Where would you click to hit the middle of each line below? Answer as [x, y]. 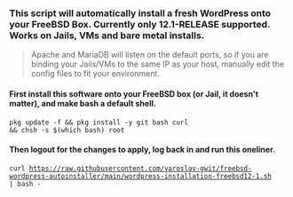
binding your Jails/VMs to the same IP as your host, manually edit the [158, 64]
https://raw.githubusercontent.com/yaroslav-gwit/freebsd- [140, 168]
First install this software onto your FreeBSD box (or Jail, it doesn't [134, 94]
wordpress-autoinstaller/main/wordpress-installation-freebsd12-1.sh [141, 176]
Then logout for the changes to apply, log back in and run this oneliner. [143, 150]
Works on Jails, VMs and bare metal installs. [107, 35]
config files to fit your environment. [95, 74]
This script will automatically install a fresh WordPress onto [140, 13]
